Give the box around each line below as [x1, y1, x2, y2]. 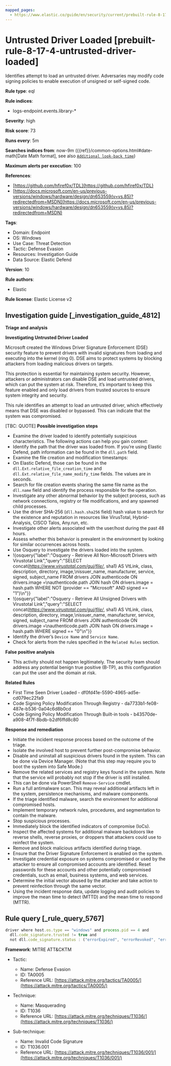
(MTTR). [12, 899, 31, 906]
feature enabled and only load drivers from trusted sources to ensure [5, 387, 150, 393]
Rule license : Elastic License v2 [5, 296, 72, 302]
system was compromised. [5, 413, 62, 419]
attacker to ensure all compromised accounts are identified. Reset [12, 861, 151, 867]
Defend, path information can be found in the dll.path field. [12, 449, 138, 455]
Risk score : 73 [5, 128, 36, 134]
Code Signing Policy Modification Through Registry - [12, 700, 124, 706]
